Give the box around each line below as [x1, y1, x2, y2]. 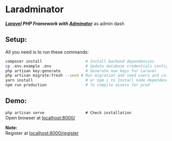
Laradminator [5, 4, 64, 15]
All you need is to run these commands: [5, 49, 89, 55]
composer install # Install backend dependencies [5, 59, 155, 64]
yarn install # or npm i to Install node [5, 78, 145, 83]
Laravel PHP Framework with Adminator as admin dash [5, 20, 124, 27]
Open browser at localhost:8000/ [5, 114, 76, 121]
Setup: [5, 35, 27, 44]
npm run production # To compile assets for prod [5, 83, 150, 88]
